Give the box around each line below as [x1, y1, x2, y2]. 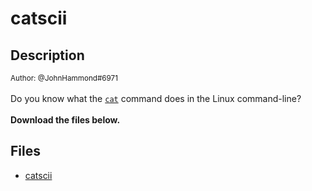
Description [10, 47, 85, 64]
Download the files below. [10, 114, 121, 126]
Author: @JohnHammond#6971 [10, 73, 118, 83]
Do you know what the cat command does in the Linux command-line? [10, 93, 302, 104]
